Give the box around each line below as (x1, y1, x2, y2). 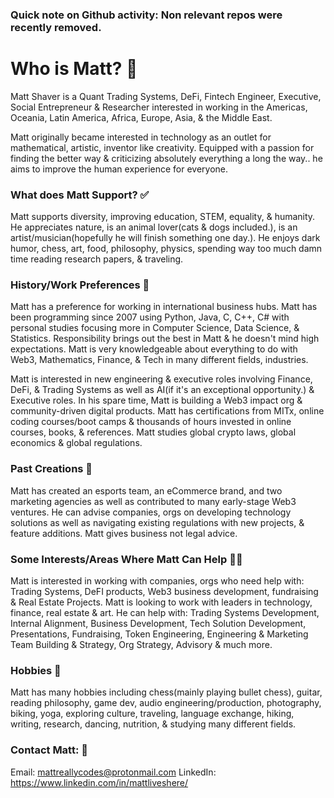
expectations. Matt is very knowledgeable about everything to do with (10, 343, 298, 355)
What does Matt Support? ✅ (10, 188, 150, 202)
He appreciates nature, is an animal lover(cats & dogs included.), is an (10, 221, 298, 233)
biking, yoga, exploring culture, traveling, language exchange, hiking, (10, 708, 295, 720)
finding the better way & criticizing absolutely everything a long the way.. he (10, 152, 323, 164)
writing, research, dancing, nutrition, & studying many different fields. (10, 718, 297, 730)
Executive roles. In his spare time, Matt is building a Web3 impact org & (10, 394, 303, 407)
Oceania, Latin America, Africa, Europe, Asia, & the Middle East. (10, 111, 273, 123)
